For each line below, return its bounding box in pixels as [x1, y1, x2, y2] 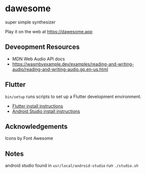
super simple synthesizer [5, 19, 56, 25]
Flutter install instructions [12, 103, 63, 109]
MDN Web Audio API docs [12, 56, 65, 62]
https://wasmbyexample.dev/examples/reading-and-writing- [12, 61, 134, 67]
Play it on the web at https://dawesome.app [5, 28, 93, 34]
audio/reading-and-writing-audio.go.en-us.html [12, 66, 108, 72]
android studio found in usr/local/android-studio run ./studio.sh [5, 163, 139, 169]
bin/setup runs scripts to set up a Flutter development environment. [5, 94, 142, 99]
